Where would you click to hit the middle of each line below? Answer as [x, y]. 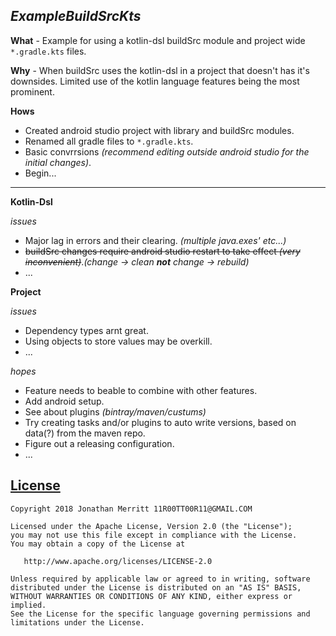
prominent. [32, 91]
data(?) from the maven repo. [85, 433]
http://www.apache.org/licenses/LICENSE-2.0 [118, 561]
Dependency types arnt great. [86, 330]
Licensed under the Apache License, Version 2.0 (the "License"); [151, 526]
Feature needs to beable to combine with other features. [141, 390]
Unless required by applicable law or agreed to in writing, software [160, 579]
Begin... [40, 173]
